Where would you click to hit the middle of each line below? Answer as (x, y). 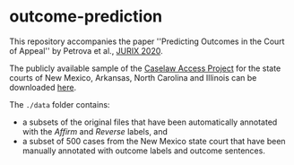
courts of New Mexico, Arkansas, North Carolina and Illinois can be (133, 77)
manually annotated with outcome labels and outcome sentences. (144, 151)
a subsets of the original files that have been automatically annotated (150, 122)
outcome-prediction (86, 17)
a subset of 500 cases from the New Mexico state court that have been (154, 141)
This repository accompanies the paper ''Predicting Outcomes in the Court (147, 41)
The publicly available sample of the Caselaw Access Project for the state (145, 68)
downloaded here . (43, 87)
